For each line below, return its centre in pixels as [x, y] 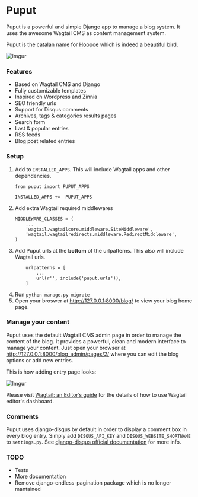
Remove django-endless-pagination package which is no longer [93, 483]
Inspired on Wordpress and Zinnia [56, 97]
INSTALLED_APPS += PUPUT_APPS [53, 197]
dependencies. [33, 176]
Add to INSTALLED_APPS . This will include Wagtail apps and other [92, 169]
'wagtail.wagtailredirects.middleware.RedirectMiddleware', [101, 234]
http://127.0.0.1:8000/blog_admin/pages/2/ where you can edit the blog [92, 354]
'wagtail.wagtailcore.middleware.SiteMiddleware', [90, 229]
